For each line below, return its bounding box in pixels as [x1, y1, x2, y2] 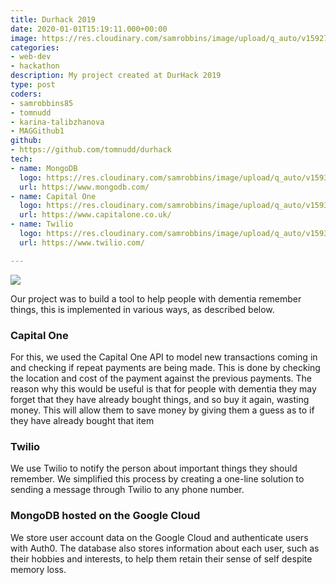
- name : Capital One [10, 191, 97, 201]
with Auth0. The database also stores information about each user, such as [10, 542, 320, 554]
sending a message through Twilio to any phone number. [10, 484, 245, 496]
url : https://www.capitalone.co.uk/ [19, 210, 172, 220]
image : [10, 33, 38, 43]
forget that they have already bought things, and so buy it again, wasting [10, 393, 310, 405]
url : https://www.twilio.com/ [19, 237, 145, 248]
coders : [10, 89, 43, 99]
